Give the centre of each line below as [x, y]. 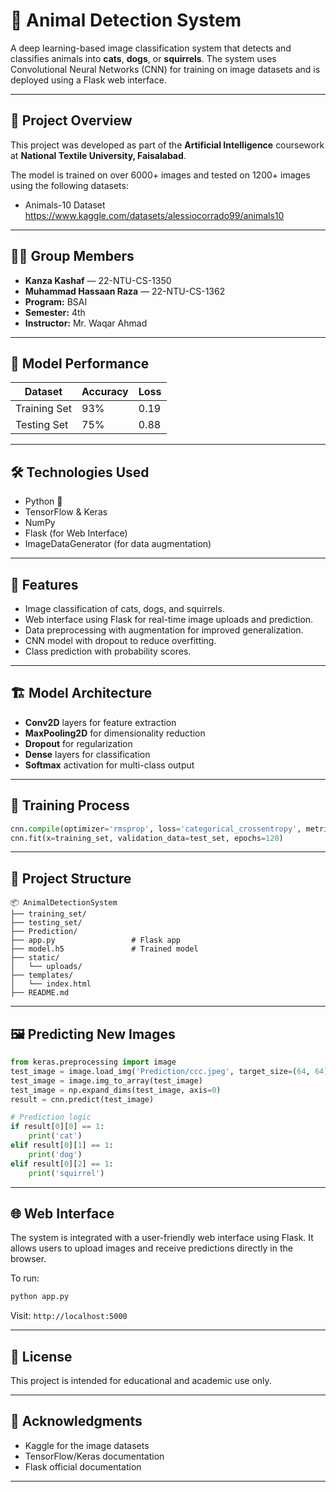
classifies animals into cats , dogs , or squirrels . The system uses [143, 58]
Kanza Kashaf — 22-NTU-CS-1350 [98, 280]
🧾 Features [44, 584]
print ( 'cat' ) [55, 1136]
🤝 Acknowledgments [76, 1421]
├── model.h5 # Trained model [104, 949]
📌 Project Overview [71, 120]
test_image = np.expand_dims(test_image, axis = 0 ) [116, 1090]
